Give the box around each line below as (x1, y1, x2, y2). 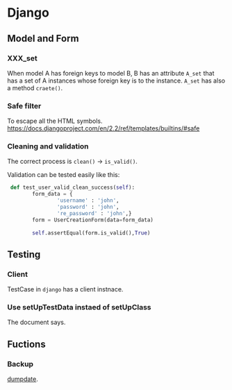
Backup (7, 359, 33, 368)
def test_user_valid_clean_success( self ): (10, 184, 135, 192)
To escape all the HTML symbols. (7, 117, 103, 126)
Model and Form (7, 33, 79, 44)
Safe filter (7, 101, 42, 110)
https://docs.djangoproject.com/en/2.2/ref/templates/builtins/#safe (7, 124, 200, 133)
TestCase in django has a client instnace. (7, 285, 124, 294)
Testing (7, 248, 41, 260)
